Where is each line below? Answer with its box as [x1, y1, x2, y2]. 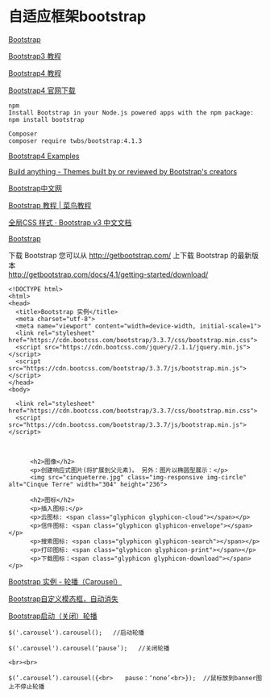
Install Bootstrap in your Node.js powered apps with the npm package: [8, 108, 254, 117]
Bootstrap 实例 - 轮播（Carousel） [8, 576, 123, 586]
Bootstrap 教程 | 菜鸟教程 [8, 200, 92, 210]
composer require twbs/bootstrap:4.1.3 [8, 136, 143, 145]
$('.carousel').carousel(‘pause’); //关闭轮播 [8, 644, 170, 652]
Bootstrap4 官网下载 [8, 86, 77, 95]
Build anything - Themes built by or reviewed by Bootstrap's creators [8, 166, 238, 176]
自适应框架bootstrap [8, 7, 147, 26]
